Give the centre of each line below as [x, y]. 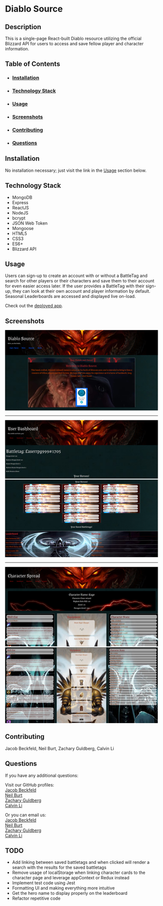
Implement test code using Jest [43, 883]
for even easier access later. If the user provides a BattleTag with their [75, 286]
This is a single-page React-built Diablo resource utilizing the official [73, 38]
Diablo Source [34, 9]
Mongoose [23, 228]
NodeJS [20, 213]
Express [20, 202]
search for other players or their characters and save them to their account [80, 281]
